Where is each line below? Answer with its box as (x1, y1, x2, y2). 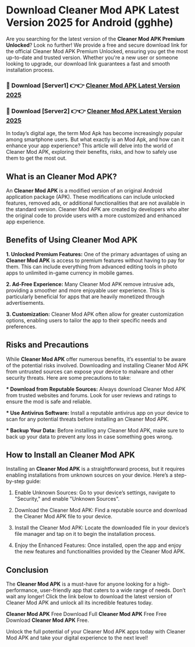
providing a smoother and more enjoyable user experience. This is (6, 287, 165, 294)
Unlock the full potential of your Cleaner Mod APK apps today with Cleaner (6, 628, 186, 635)
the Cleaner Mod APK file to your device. (14, 513, 112, 520)
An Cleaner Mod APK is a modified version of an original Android (6, 187, 162, 194)
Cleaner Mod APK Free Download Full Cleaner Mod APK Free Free (6, 611, 167, 618)
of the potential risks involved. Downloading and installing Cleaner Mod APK (6, 362, 189, 369)
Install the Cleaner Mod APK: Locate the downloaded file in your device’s (14, 524, 189, 531)
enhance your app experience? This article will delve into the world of (6, 142, 173, 149)
